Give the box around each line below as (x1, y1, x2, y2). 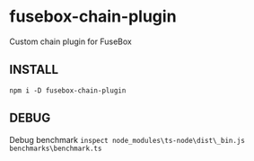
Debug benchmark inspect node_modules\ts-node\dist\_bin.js (9, 134, 245, 145)
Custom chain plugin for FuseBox (9, 36, 132, 47)
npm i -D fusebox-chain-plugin (9, 85, 127, 95)
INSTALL (9, 62, 59, 77)
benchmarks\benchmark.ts (9, 144, 102, 153)
